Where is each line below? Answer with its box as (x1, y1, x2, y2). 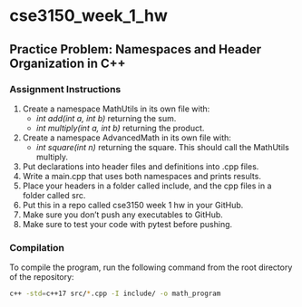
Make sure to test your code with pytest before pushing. (22, 218, 233, 229)
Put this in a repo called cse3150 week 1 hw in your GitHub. (22, 199, 244, 210)
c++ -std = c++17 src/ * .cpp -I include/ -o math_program (9, 289, 221, 299)
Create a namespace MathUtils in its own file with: (22, 103, 210, 114)
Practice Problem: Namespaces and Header (9, 42, 261, 57)
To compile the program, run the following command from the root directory (9, 262, 293, 273)
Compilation (9, 241, 65, 254)
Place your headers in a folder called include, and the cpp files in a (22, 180, 272, 191)
